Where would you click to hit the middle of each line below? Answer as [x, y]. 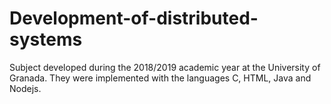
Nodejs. [25, 88]
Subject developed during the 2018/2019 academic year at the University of [165, 67]
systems [46, 39]
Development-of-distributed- [134, 18]
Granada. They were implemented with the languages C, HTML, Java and [160, 78]
